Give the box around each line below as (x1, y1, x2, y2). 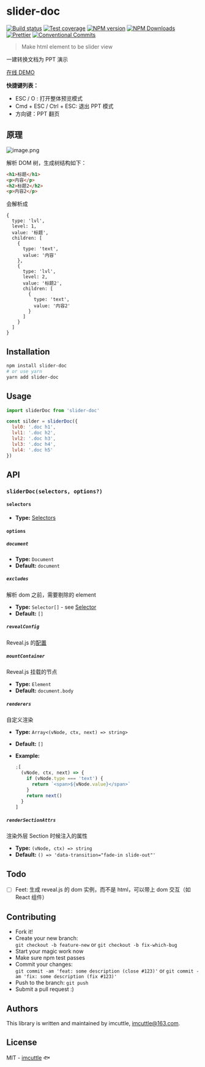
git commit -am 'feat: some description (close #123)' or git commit (15, 967, 194, 974)
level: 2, (22, 274, 48, 280)
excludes (6, 576, 29, 582)
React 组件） (15, 893, 48, 901)
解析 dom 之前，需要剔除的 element (6, 591, 97, 599)
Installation (6, 346, 50, 357)
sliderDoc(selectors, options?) (6, 488, 103, 495)
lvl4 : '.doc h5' (12, 446, 53, 453)
